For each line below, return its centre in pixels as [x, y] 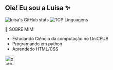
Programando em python [37, 44]
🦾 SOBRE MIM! [20, 29]
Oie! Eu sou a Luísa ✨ [38, 8]
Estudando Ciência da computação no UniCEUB [60, 38]
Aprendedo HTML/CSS [35, 49]
